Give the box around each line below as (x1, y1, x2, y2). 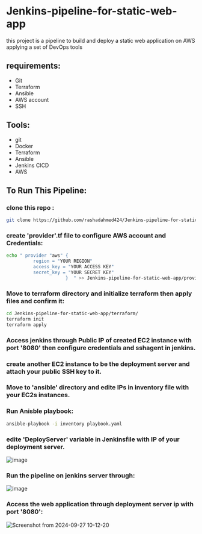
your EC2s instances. (6, 391, 70, 399)
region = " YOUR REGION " (32, 258, 93, 265)
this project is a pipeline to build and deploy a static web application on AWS (6, 37, 195, 44)
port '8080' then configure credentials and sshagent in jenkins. (6, 344, 196, 352)
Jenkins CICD (14, 162, 49, 169)
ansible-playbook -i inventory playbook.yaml (6, 421, 122, 427)
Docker (14, 142, 34, 149)
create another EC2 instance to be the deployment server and (6, 360, 191, 368)
